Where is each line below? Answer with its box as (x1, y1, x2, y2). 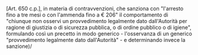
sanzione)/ (6, 43, 33, 50)
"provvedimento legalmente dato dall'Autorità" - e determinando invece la (6, 37, 186, 43)
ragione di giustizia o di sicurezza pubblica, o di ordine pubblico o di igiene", (6, 24, 192, 31)
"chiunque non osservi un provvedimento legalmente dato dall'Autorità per (6, 18, 187, 24)
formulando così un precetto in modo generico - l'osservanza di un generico (6, 30, 192, 37)
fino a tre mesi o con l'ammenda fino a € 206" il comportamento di (6, 11, 168, 18)
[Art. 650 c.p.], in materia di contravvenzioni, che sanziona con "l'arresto (6, 5, 184, 12)
